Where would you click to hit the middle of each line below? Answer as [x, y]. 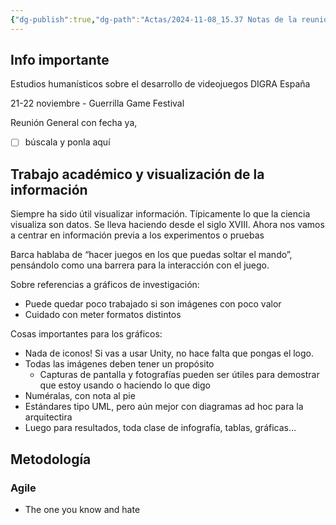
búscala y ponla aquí [67, 142]
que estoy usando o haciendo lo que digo [125, 385]
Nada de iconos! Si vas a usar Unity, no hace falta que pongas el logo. [169, 353]
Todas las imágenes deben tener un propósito [119, 364]
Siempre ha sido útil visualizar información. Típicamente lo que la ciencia [160, 214]
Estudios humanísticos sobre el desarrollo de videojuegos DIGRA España [160, 84]
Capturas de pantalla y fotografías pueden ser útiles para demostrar [179, 375]
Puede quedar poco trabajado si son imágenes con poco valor [153, 304]
